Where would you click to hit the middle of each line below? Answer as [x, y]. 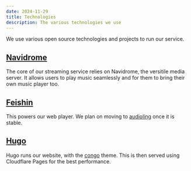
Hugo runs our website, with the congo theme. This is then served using [93, 155]
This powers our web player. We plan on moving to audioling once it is [90, 117]
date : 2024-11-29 [27, 11]
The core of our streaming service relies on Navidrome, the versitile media [95, 71]
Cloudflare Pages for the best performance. [58, 161]
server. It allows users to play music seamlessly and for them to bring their [95, 78]
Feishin [20, 102]
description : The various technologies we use [64, 22]
